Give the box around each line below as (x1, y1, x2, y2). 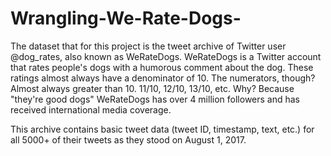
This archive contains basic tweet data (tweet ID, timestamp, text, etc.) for (10, 123, 315, 135)
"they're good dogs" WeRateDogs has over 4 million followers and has (10, 93, 301, 105)
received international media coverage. (10, 103, 172, 116)
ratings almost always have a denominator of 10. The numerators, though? (10, 72, 316, 84)
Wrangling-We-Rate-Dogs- (10, 7, 242, 30)
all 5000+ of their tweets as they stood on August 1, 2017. (10, 133, 247, 146)
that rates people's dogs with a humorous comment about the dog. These (10, 61, 314, 73)
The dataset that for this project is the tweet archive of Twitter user (10, 40, 287, 52)
